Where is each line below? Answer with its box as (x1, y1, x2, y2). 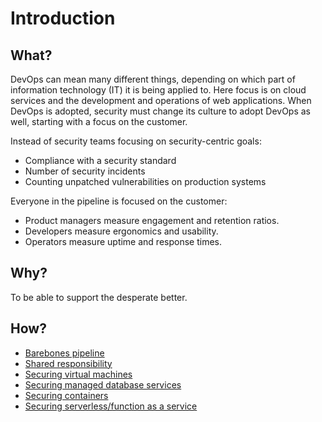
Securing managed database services (24, 378, 182, 391)
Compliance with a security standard (24, 155, 177, 166)
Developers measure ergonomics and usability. (24, 225, 219, 237)
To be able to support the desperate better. (10, 291, 188, 303)
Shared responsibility (24, 357, 113, 369)
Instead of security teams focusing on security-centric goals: (10, 135, 262, 147)
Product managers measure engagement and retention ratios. (24, 215, 280, 226)
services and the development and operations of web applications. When (10, 95, 312, 106)
